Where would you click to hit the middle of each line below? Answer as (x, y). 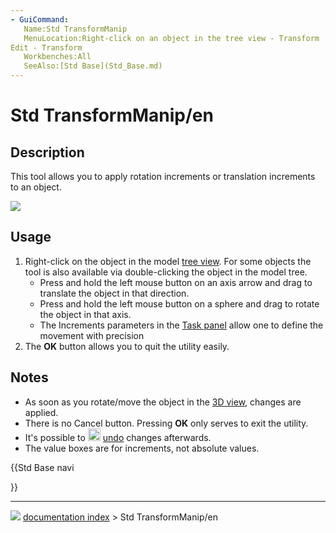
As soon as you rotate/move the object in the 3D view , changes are (163, 402)
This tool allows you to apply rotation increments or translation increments (163, 176)
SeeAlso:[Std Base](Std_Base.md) (93, 66)
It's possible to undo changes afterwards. (118, 437)
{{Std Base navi (42, 467)
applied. (41, 412)
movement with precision (92, 335)
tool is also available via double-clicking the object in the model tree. (166, 272)
